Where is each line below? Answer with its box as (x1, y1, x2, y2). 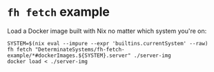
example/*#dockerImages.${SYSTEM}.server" (7, 52, 131, 59)
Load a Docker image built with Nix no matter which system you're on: (7, 27, 207, 35)
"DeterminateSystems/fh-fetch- (35, 46, 126, 53)
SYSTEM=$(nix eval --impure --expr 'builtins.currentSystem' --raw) (7, 40, 208, 47)
